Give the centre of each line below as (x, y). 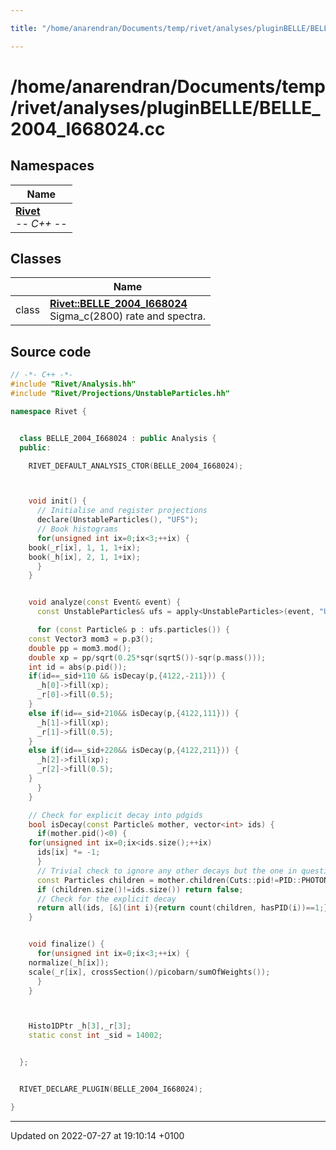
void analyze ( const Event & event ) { (105, 602)
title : (24, 28)
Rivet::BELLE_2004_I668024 (118, 304)
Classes (36, 259)
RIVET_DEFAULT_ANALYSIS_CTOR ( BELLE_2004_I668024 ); (136, 466)
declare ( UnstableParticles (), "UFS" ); (117, 520)
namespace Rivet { (48, 411)
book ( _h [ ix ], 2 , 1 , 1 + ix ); (84, 557)
